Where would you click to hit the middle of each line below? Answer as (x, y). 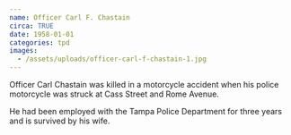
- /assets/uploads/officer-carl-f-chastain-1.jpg (112, 59)
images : (24, 51)
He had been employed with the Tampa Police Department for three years (146, 111)
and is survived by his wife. (60, 121)
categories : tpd (40, 42)
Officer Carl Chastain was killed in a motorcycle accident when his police (144, 84)
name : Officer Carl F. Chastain (70, 17)
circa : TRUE (31, 26)
